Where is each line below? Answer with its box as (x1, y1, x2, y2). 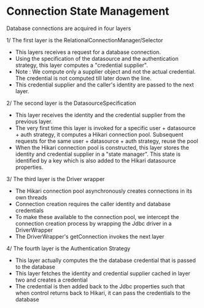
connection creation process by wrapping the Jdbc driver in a (15, 220, 172, 227)
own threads (15, 193, 47, 201)
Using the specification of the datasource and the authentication (15, 55, 179, 62)
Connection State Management (6, 4, 170, 18)
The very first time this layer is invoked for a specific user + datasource (15, 124, 196, 131)
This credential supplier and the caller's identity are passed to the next (15, 81, 194, 88)
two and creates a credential (15, 276, 88, 283)
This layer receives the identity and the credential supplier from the (15, 111, 186, 118)
